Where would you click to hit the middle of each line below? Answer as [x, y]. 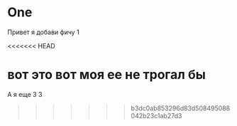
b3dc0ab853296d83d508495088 [181, 108]
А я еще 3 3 [25, 94]
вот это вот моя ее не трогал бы [106, 75]
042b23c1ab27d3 [156, 115]
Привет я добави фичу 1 [43, 32]
